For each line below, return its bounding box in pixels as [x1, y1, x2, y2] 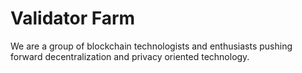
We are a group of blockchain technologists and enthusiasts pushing [10, 40, 293, 52]
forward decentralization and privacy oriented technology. [10, 50, 250, 62]
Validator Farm [10, 7, 136, 30]
